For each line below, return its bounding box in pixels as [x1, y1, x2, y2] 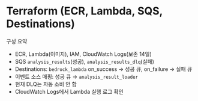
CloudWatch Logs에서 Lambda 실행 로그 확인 [14, 88, 124, 95]
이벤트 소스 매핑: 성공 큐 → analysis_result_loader [14, 73, 139, 80]
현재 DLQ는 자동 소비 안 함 [14, 80, 77, 88]
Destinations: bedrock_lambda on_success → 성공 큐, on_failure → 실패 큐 [14, 65, 193, 73]
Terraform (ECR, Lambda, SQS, [6, 4, 163, 18]
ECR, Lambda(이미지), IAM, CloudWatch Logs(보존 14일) [14, 50, 152, 58]
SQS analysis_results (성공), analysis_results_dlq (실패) [14, 58, 155, 65]
